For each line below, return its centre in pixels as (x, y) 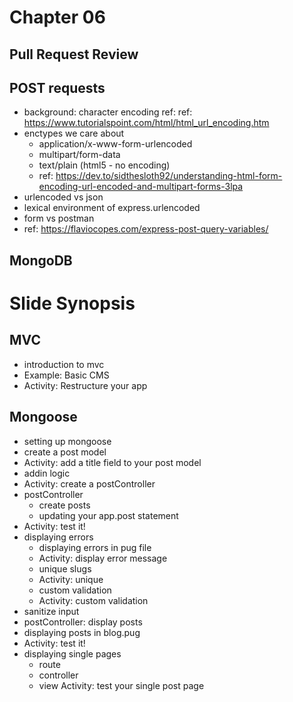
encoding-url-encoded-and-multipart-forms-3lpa (141, 187)
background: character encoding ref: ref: (108, 112)
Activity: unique (71, 579)
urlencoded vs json (63, 197)
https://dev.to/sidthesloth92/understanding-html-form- (169, 176)
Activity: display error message (103, 558)
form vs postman (59, 218)
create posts (64, 505)
